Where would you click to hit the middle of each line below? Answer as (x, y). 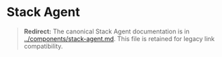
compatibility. (43, 46)
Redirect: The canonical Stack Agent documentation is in (107, 31)
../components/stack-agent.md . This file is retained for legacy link (119, 38)
